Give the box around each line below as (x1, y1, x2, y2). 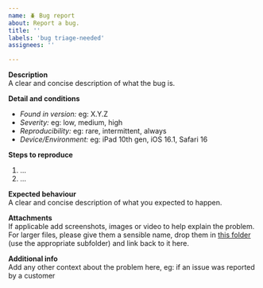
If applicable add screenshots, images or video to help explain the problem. (8, 222, 255, 232)
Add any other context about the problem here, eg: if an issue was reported (8, 263, 256, 272)
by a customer (8, 271, 56, 281)
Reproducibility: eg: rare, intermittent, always (19, 126, 167, 136)
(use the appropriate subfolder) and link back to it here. (8, 239, 189, 248)
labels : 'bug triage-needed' (8, 33, 105, 42)
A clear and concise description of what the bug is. (8, 79, 176, 88)
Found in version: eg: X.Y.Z (19, 109, 109, 119)
